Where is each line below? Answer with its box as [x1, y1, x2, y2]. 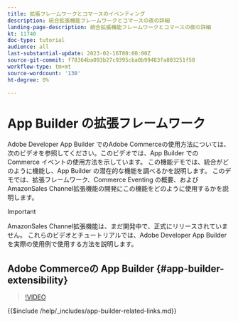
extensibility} [7, 274, 69, 286]
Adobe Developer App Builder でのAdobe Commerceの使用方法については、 [7, 140, 230, 149]
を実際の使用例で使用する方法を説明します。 [7, 240, 138, 248]
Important [7, 207, 36, 216]
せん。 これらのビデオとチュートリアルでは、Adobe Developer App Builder [7, 231, 227, 240]
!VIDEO [24, 293, 46, 301]
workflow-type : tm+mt [7, 63, 72, 70]
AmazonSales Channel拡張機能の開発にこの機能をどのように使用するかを [7, 184, 222, 193]
